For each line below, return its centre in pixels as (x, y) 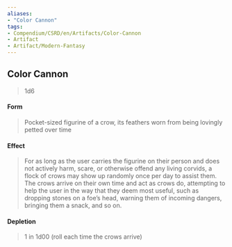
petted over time (48, 130)
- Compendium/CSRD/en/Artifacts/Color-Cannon (74, 33)
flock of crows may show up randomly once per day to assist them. (121, 176)
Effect (16, 145)
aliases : (20, 14)
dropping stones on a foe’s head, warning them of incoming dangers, (123, 198)
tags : (15, 26)
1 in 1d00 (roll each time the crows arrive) (83, 237)
